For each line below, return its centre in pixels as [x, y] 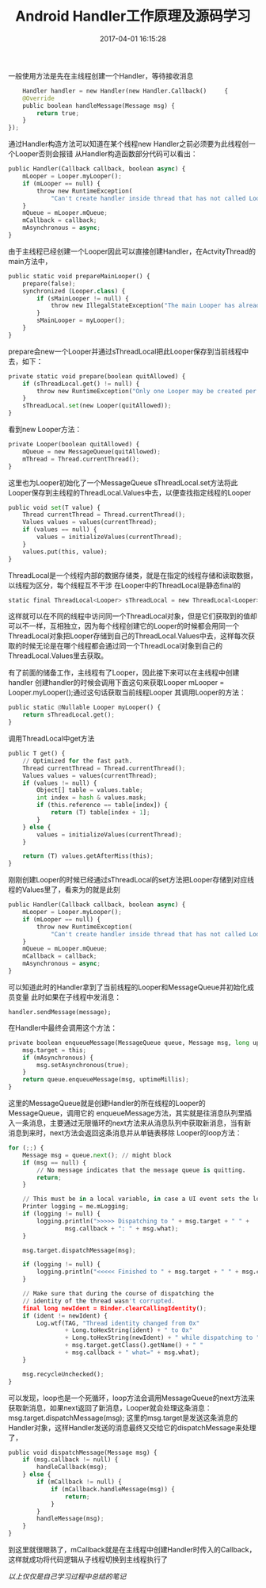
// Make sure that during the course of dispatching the [118, 1294]
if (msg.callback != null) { [70, 1460]
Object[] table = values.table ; [90, 790]
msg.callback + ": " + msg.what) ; [122, 1228]
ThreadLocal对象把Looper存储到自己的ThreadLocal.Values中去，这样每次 [128, 636]
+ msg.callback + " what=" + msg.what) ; [132, 1353]
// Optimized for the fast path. [78, 761]
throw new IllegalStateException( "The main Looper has [143, 306]
